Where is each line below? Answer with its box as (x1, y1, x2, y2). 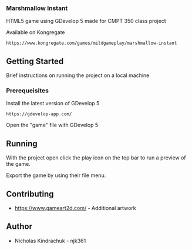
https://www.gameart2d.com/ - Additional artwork (14, 205, 136, 212)
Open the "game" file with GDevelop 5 (6, 122, 99, 129)
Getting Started (6, 56, 64, 66)
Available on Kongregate (6, 29, 66, 36)
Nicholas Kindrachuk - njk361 (14, 237, 86, 244)
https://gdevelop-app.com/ (6, 111, 72, 117)
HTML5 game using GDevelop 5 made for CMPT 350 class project (6, 18, 166, 25)
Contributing (6, 189, 54, 199)
